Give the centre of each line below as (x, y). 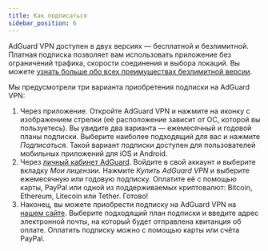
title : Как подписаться (48, 16)
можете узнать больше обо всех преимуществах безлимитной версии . (130, 71)
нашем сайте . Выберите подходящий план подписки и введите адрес (139, 213)
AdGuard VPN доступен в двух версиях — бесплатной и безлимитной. (129, 46)
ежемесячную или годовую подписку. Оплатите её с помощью (128, 179)
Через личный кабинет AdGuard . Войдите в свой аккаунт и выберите (138, 161)
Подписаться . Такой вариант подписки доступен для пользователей (138, 145)
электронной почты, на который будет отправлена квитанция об (130, 221)
